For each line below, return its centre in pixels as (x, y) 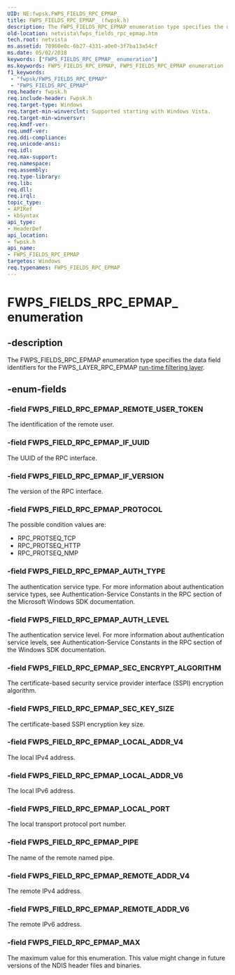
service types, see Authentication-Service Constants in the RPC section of (115, 594)
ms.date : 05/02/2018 (37, 53)
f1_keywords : (26, 72)
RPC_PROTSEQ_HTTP (49, 546)
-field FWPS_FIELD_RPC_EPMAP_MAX (74, 943)
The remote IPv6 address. (45, 925)
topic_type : (24, 203)
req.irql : (22, 196)
